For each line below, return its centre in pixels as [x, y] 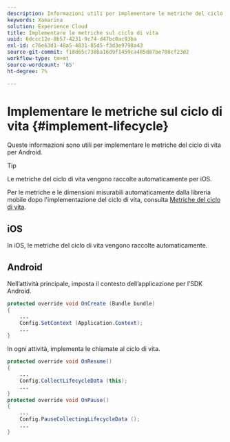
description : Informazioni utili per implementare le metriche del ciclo [115, 13]
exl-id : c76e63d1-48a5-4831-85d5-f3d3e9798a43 [75, 46]
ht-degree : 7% [28, 71]
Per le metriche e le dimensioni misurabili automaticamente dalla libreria [109, 192]
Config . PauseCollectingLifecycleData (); [80, 419]
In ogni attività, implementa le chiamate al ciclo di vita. [84, 349]
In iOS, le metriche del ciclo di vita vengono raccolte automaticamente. [107, 245]
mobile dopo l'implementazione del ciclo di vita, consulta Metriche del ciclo [114, 200]
